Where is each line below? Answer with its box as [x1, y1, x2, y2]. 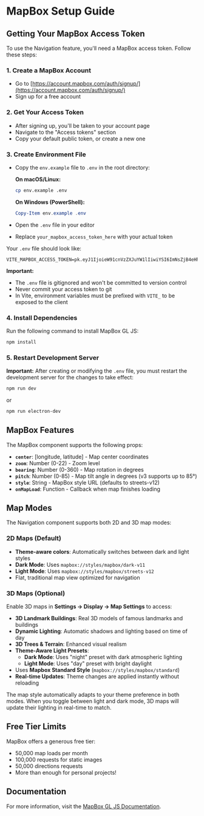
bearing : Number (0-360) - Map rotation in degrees [15, 466, 144, 473]
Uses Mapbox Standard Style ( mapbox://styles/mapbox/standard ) [15, 666, 180, 674]
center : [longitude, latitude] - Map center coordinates [15, 453, 149, 460]
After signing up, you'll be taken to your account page [15, 122, 150, 129]
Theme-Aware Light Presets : [15, 647, 89, 654]
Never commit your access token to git [15, 285, 112, 292]
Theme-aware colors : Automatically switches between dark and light [15, 548, 189, 555]
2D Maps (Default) [6, 534, 62, 542]
